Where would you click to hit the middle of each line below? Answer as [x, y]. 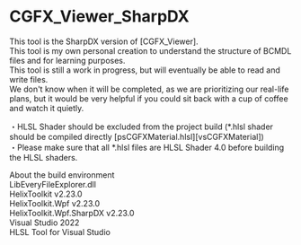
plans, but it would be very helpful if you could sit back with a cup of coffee [149, 98]
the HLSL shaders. [44, 157]
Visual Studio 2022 [44, 223]
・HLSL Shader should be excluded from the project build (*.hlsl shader [142, 127]
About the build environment [62, 175]
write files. [29, 79]
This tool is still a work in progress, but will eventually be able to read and [145, 70]
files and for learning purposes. [67, 60]
